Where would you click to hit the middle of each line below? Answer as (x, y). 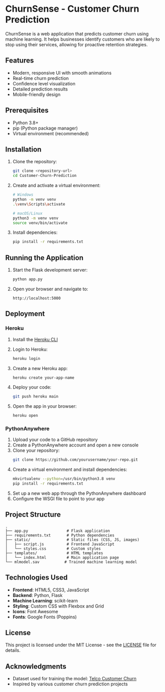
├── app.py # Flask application (58, 531)
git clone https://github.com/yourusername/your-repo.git (75, 460)
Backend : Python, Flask (38, 595)
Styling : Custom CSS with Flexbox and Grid (58, 606)
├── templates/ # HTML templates (54, 553)
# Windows (23, 195)
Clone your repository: (36, 450)
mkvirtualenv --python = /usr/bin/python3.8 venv (64, 479)
